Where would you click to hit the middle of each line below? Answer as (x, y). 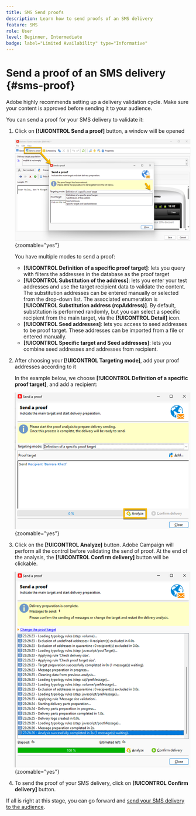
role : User (19, 31)
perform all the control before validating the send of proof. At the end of (101, 551)
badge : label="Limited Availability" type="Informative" (77, 43)
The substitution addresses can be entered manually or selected (101, 293)
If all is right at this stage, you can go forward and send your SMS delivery (95, 800)
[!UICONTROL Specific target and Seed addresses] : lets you (97, 343)
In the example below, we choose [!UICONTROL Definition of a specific (101, 378)
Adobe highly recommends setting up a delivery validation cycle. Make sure (97, 102)
